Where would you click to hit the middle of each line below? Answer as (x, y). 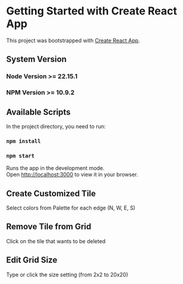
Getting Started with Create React (92, 11)
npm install (24, 141)
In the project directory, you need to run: (56, 126)
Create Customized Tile (51, 193)
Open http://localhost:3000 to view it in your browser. (72, 175)
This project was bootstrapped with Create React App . (73, 40)
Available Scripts (38, 112)
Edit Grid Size (32, 260)
